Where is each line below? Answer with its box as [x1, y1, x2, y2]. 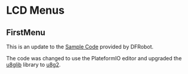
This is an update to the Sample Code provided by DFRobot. [6, 43, 154, 50]
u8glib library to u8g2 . [6, 61, 61, 68]
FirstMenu [6, 27, 46, 38]
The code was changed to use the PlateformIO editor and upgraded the [6, 55, 182, 61]
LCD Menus [6, 4, 64, 17]
